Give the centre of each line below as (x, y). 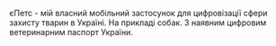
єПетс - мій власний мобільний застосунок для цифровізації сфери (138, 13)
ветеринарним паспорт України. (71, 32)
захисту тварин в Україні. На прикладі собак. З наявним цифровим (138, 23)
